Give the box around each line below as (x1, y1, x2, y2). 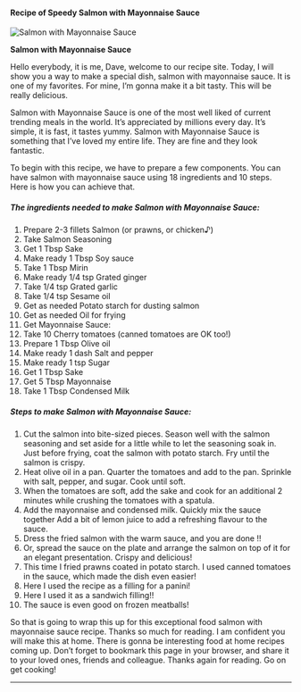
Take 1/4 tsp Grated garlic (22, 281, 119, 292)
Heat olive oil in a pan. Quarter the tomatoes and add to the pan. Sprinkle (22, 467, 292, 478)
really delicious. (10, 90, 68, 101)
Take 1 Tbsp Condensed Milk (22, 386, 130, 396)
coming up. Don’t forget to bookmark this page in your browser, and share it (10, 646, 289, 656)
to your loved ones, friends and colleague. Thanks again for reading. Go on (10, 654, 287, 665)
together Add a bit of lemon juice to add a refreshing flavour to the (22, 514, 268, 525)
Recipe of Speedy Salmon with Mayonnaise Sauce (10, 7, 200, 18)
